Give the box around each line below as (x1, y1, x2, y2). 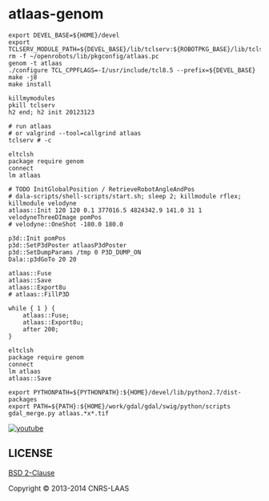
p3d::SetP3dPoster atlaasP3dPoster (8, 241, 127, 249)
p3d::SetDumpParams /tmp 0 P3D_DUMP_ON (8, 248, 142, 256)
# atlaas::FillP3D (8, 290, 70, 299)
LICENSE (8, 447, 54, 460)
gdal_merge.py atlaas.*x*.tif (8, 409, 110, 417)
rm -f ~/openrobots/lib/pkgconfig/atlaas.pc (8, 52, 159, 60)
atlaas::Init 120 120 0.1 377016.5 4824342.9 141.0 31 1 (8, 206, 203, 214)
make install (8, 80, 52, 88)
